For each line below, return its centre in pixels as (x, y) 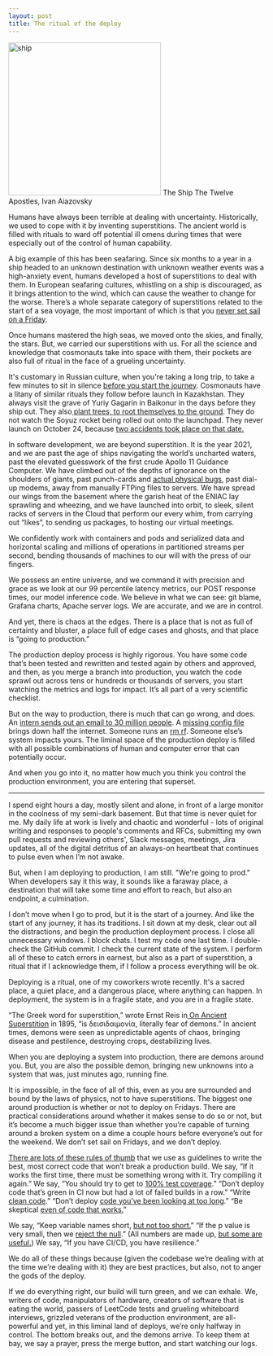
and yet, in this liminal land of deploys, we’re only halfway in (141, 1326)
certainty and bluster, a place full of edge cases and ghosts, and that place (134, 630)
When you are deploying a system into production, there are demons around (136, 1056)
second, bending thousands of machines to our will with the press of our (130, 555)
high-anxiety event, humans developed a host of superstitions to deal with (133, 276)
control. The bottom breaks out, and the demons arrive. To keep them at (129, 1334)
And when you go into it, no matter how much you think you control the (127, 772)
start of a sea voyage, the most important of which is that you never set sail (134, 310)
